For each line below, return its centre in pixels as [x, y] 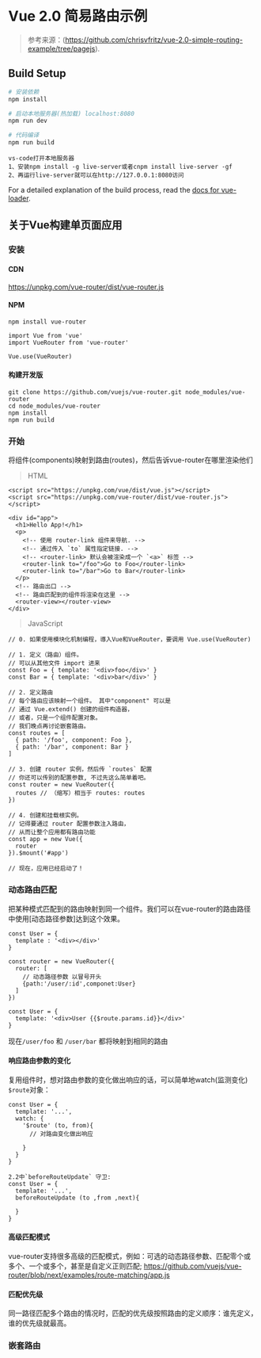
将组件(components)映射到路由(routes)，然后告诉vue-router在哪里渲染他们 [130, 460]
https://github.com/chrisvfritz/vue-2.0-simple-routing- [154, 40]
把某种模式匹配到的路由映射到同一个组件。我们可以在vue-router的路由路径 [130, 909]
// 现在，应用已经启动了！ [46, 869]
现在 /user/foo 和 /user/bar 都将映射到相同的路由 [88, 1041]
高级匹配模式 [29, 1237]
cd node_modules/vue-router [55, 406]
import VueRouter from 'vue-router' [68, 342]
